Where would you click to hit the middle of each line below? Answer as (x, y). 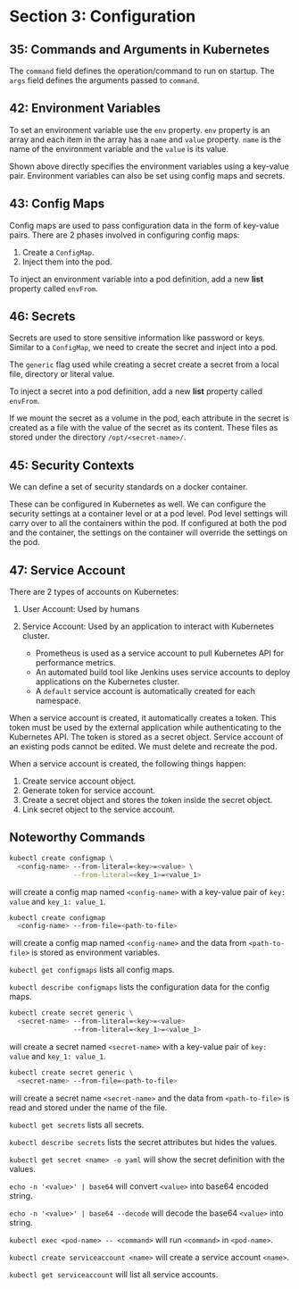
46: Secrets (42, 317)
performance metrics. (75, 663)
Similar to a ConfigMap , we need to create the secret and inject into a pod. (144, 347)
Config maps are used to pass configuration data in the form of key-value (144, 225)
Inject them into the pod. (67, 262)
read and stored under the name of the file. (88, 1107)
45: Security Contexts (72, 465)
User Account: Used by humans (81, 609)
